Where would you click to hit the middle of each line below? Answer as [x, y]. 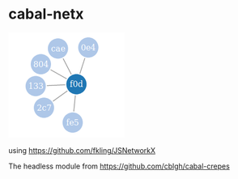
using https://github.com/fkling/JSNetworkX [82, 150]
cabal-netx [46, 14]
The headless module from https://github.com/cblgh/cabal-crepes [119, 166]
